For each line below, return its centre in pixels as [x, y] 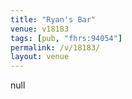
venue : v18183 [40, 29]
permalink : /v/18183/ [55, 47]
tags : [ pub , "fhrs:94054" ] [66, 38]
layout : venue [40, 57]
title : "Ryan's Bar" [53, 19]
